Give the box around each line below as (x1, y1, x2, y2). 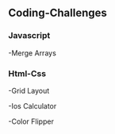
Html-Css (8, 67, 46, 78)
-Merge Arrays (8, 48, 57, 58)
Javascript (8, 30, 51, 41)
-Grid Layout (8, 86, 50, 95)
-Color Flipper (8, 117, 54, 126)
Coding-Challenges (8, 6, 107, 20)
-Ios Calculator (8, 101, 57, 110)
